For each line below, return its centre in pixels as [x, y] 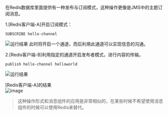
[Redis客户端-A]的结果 [28, 85]
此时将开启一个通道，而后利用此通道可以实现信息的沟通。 [89, 44]
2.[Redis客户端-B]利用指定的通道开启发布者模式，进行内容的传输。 [74, 55]
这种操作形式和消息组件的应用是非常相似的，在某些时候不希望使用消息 [90, 101]
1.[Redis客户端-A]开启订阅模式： [39, 24]
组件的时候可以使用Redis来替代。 [52, 107]
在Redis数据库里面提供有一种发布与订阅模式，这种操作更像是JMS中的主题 [82, 7]
